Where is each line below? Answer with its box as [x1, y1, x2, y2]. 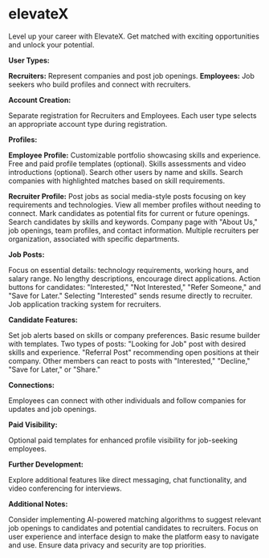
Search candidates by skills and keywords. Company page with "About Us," [8, 217, 259, 226]
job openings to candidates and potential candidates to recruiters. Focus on [8, 523, 259, 532]
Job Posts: [8, 250, 45, 259]
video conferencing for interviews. [8, 483, 122, 493]
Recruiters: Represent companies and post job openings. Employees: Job [8, 71, 255, 80]
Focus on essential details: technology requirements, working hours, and [8, 265, 249, 275]
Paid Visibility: [8, 419, 58, 430]
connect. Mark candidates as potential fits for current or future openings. [8, 208, 251, 218]
